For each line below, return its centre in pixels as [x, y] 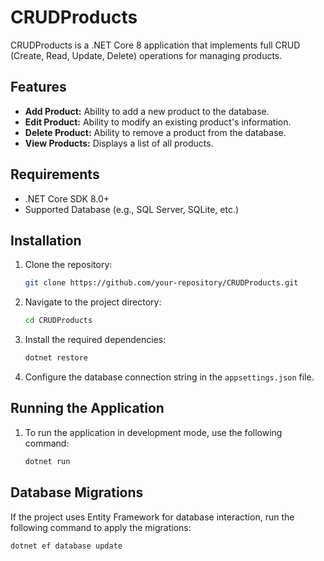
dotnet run [47, 461]
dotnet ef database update [66, 546]
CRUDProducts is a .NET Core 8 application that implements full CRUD [155, 45]
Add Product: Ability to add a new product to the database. [147, 111]
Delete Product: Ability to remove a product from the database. [155, 132]
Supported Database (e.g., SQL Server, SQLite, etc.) [132, 209]
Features [38, 87]
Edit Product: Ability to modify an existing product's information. [158, 122]
